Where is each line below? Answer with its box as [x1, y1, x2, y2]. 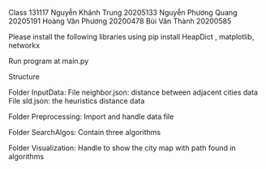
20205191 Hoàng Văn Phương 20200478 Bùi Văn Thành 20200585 [8, 16, 232, 26]
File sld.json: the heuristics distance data [8, 96, 145, 105]
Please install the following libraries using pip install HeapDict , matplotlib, [8, 32, 255, 41]
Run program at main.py [8, 57, 89, 65]
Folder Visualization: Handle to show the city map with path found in [8, 143, 237, 153]
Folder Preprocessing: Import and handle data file [8, 112, 174, 121]
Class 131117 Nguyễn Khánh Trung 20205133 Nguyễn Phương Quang [8, 8, 238, 17]
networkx [8, 40, 41, 50]
